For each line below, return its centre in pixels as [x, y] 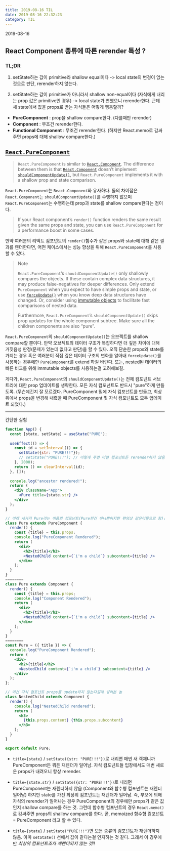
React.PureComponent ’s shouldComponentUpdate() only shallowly [83, 273]
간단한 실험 [16, 419]
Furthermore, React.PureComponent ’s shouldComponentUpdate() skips [88, 315]
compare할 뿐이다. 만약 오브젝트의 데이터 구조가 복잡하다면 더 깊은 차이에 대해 [83, 343]
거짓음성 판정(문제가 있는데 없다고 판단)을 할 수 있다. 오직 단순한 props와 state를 [85, 349]
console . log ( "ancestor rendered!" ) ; [48, 481]
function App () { [24, 429]
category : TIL [20, 19]
